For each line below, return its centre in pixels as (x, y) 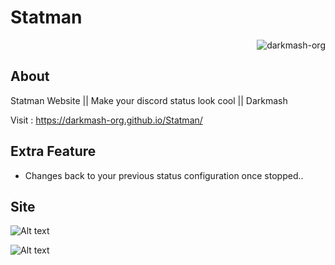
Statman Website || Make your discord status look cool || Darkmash (149, 100)
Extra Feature (53, 151)
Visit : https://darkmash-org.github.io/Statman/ (106, 120)
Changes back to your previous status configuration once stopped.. (164, 175)
